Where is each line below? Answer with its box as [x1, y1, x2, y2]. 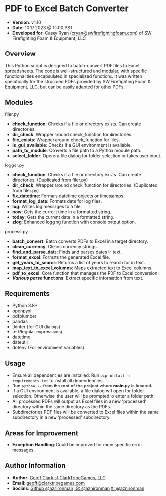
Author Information [5, 461, 66, 470]
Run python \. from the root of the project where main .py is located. [12, 383, 153, 389]
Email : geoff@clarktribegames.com [12, 480, 85, 486]
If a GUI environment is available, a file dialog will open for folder [12, 388, 145, 394]
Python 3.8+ [12, 303, 38, 309]
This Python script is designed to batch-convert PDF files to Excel [5, 62, 140, 68]
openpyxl [12, 308, 32, 314]
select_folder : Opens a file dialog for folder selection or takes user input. [12, 152, 162, 159]
